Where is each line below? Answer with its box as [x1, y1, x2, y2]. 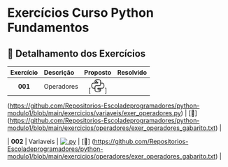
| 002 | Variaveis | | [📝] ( [7, 138, 94, 146]
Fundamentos [7, 20, 90, 36]
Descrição [43, 68, 75, 76]
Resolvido [117, 68, 148, 76]
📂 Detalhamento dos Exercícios [7, 48, 146, 59]
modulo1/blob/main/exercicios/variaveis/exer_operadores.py [7, 109, 182, 117]
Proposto [83, 68, 112, 76]
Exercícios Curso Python [7, 5, 154, 21]
